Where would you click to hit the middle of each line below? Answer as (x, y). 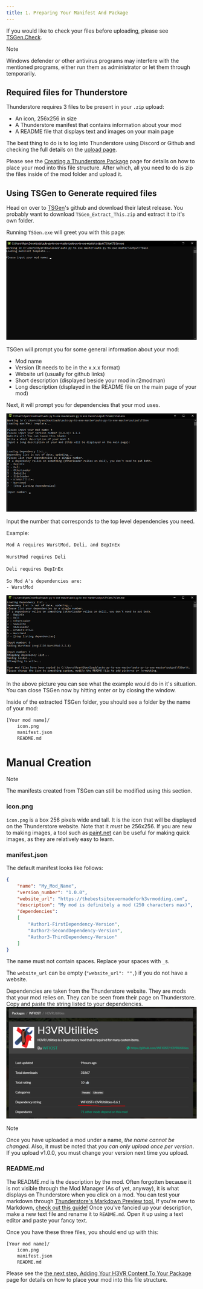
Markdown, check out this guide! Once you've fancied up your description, (99, 1207)
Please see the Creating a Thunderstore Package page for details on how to (101, 161)
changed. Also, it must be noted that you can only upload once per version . (100, 1146)
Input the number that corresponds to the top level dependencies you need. (101, 521)
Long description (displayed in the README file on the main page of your (106, 387)
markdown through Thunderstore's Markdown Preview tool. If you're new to (101, 1201)
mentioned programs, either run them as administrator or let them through (98, 67)
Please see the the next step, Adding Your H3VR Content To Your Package (99, 1273)
